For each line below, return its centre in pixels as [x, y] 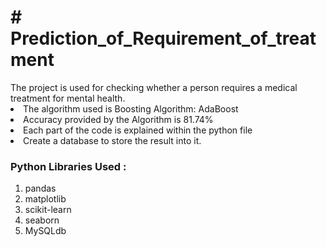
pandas [40, 188]
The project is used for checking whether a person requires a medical [154, 87]
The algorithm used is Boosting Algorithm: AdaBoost [131, 108]
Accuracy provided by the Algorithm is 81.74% [118, 119]
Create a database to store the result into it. [112, 140]
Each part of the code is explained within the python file [138, 130]
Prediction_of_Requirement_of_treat [163, 38]
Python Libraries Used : [68, 166]
